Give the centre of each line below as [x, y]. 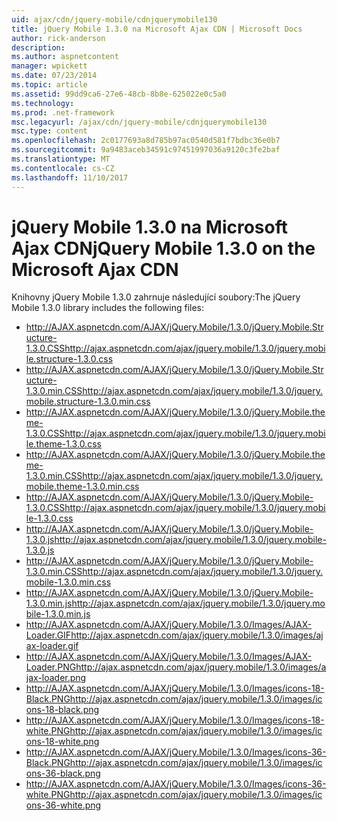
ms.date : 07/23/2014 [54, 76]
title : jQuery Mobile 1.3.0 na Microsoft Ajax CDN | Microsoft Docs [157, 29]
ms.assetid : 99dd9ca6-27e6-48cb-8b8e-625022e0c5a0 [119, 94]
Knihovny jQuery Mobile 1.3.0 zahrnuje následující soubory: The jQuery [156, 297]
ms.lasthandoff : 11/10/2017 [70, 177]
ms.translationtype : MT [61, 159]
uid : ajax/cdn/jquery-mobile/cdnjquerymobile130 [114, 19]
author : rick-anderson [58, 38]
